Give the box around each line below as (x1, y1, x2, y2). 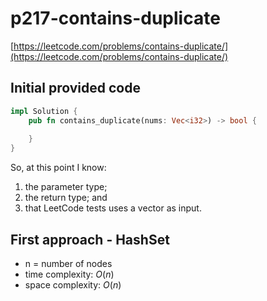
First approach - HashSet (10, 231, 170, 248)
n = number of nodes (24, 257, 113, 269)
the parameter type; (24, 181, 108, 193)
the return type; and (24, 192, 108, 204)
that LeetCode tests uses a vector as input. (24, 202, 202, 214)
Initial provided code (10, 80, 141, 97)
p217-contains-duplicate (10, 7, 221, 30)
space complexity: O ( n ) (24, 278, 122, 291)
